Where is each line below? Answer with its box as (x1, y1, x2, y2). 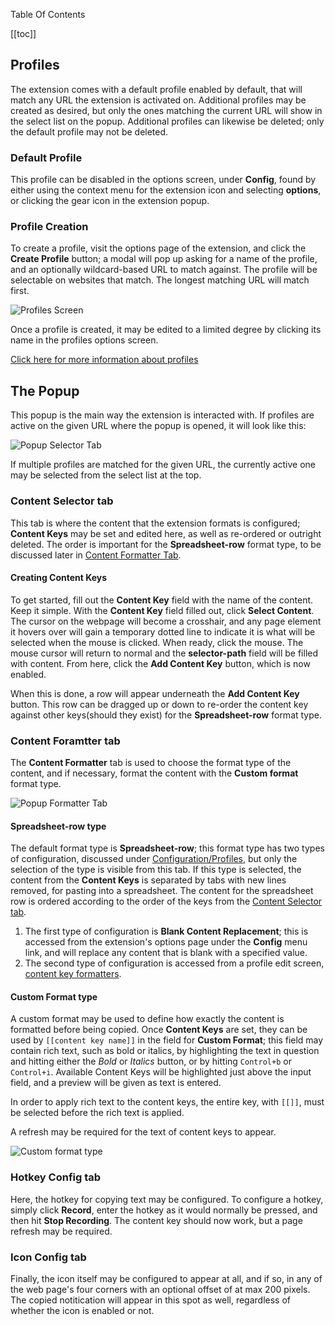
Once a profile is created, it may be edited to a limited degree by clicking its (10, 324, 322, 336)
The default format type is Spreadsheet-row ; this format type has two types (10, 842, 325, 854)
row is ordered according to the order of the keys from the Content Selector (10, 895, 323, 908)
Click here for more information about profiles (10, 354, 199, 366)
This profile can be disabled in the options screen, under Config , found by (10, 174, 317, 186)
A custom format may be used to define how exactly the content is (10, 1013, 285, 1025)
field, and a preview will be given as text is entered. (10, 1077, 222, 1089)
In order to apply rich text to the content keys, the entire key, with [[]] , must (10, 1096, 325, 1108)
